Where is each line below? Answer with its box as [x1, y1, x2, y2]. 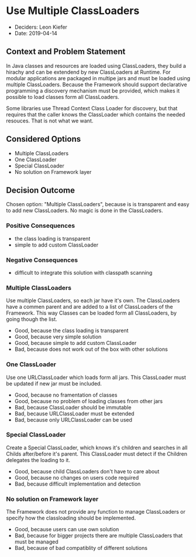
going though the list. [6, 316, 57, 323]
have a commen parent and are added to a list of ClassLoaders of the [6, 303, 173, 310]
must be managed [14, 538, 59, 545]
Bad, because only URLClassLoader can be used [14, 416, 133, 423]
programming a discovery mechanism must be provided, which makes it [6, 87, 180, 94]
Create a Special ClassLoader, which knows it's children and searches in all [6, 444, 188, 451]
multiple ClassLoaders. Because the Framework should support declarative [6, 81, 187, 88]
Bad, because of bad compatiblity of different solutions [14, 545, 148, 552]
